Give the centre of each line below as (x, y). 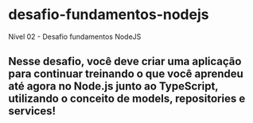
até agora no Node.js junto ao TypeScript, (113, 86)
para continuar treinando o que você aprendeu (126, 74)
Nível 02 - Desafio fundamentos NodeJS (75, 37)
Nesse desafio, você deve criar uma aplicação (125, 61)
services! (32, 111)
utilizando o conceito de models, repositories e (127, 99)
